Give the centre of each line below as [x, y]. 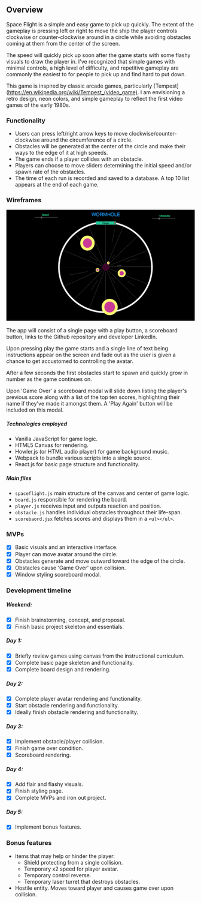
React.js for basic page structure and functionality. [77, 464]
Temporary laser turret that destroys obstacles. [82, 881]
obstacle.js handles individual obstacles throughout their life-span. [98, 512]
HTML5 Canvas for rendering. [51, 445]
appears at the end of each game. [57, 185]
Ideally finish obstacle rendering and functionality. [77, 712]
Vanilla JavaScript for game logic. [56, 439]
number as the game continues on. [49, 379]
